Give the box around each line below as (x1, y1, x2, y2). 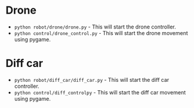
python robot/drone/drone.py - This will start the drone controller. (14, 23, 177, 30)
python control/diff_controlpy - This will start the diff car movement (14, 88, 186, 96)
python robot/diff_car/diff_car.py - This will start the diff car (14, 76, 170, 83)
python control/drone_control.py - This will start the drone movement (14, 29, 189, 36)
